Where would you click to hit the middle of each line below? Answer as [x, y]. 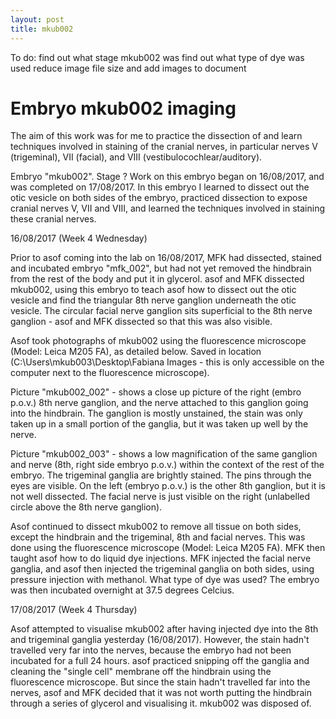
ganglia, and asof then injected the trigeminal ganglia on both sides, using [162, 569]
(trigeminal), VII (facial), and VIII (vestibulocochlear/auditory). [136, 157]
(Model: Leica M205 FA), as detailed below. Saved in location [136, 352]
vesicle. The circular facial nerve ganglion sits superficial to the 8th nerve [161, 311]
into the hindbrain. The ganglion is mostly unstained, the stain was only [156, 413]
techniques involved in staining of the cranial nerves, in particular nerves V [164, 147]
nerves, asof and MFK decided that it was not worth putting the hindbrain [161, 693]
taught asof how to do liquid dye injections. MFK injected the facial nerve [161, 558]
